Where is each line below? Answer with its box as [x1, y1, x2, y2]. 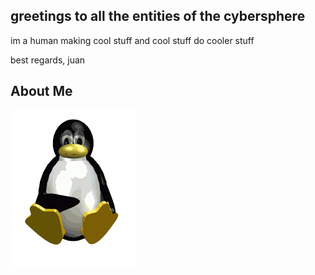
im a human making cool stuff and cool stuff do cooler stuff [10, 34, 255, 46]
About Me [10, 83, 73, 100]
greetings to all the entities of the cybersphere [10, 8, 306, 25]
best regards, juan [10, 54, 86, 66]
